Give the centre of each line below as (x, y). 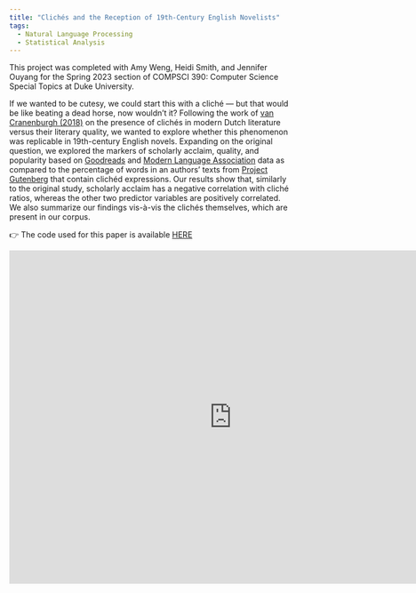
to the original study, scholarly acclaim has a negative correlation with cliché (149, 188)
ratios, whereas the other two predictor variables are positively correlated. (145, 198)
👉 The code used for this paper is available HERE (101, 235)
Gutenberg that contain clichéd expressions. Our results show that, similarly (148, 180)
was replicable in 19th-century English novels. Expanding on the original (141, 141)
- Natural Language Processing (75, 34)
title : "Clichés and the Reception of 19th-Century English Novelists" (144, 17)
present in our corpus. (50, 217)
